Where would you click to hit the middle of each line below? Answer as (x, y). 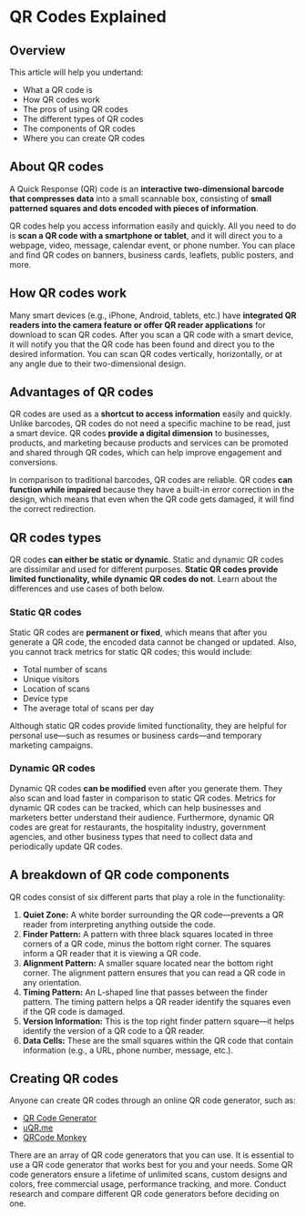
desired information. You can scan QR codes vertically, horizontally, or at (146, 353)
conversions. (34, 463)
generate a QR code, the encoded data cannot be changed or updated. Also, (153, 642)
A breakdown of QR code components (119, 875)
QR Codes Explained (88, 17)
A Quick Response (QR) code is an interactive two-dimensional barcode (147, 189)
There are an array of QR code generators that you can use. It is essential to (152, 1155)
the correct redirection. (53, 509)
